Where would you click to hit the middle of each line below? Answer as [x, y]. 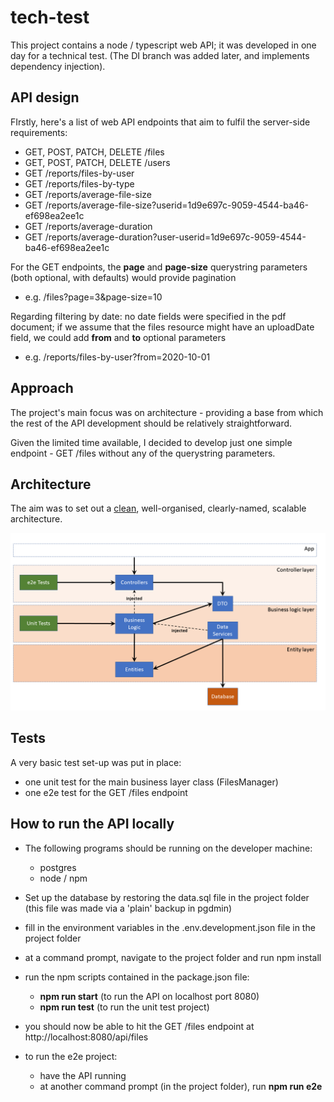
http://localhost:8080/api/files [86, 1037]
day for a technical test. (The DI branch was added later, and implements [160, 55]
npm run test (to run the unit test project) [124, 1007]
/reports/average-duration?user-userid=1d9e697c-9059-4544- [175, 237]
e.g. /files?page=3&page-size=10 [93, 297]
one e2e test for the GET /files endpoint [106, 792]
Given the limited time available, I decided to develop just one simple [151, 442]
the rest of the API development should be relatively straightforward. [151, 423]
